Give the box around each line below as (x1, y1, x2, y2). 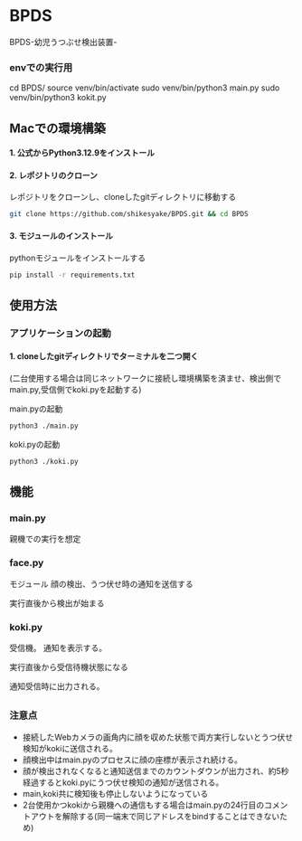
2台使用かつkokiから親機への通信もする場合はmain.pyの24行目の (22, 799, 265, 810)
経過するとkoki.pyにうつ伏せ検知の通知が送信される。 (22, 777, 224, 788)
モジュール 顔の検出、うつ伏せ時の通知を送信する (9, 578, 193, 589)
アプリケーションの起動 (9, 326, 111, 339)
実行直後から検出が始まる (9, 598, 105, 609)
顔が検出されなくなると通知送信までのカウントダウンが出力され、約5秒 (22, 765, 289, 776)
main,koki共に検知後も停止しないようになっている (22, 788, 209, 798)
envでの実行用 (9, 61, 73, 73)
